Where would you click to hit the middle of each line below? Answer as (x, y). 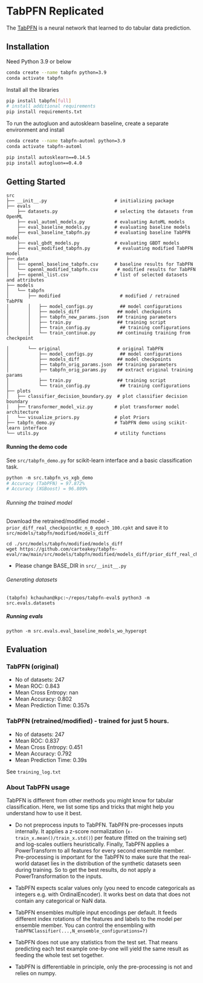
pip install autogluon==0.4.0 (44, 163)
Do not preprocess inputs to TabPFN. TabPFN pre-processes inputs (99, 825)
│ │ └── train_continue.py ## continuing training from (98, 333)
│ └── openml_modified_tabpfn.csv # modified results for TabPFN (101, 270)
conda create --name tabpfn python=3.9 (56, 72)
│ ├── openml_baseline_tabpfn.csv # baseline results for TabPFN (100, 264)
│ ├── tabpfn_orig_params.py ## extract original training (100, 370)
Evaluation (27, 649)
